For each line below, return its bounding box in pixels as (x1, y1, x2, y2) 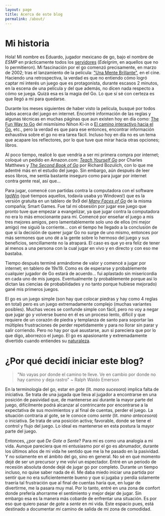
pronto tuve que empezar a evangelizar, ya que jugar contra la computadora (5, 208, 160, 215)
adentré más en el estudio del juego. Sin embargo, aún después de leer (5, 167, 150, 173)
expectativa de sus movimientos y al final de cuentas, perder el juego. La (5, 407, 153, 413)
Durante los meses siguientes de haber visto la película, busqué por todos (5, 106, 156, 112)
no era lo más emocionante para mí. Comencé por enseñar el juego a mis (5, 214, 154, 220)
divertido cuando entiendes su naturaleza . (5, 338, 91, 344)
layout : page (5, 7, 32, 12)
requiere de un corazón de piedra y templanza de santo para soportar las (5, 317, 154, 323)
